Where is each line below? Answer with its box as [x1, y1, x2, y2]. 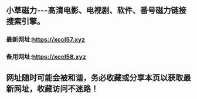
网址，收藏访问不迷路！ [13, 84, 98, 94]
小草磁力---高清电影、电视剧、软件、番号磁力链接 [6, 5, 186, 16]
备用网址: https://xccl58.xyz [6, 53, 87, 61]
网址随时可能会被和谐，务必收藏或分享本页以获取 [6, 73, 184, 83]
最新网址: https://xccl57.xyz [6, 36, 86, 44]
